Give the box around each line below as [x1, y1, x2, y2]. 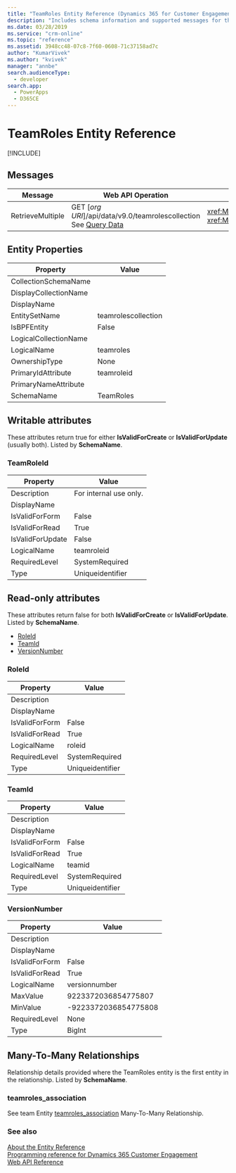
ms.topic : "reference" [7, 37, 74, 44]
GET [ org [71, 202, 102, 212]
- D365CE [13, 96, 39, 103]
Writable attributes [7, 414, 92, 426]
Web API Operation [103, 190, 169, 200]
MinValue [11, 1003, 41, 1013]
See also [7, 1127, 37, 1136]
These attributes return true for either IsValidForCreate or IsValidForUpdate [7, 433, 228, 442]
